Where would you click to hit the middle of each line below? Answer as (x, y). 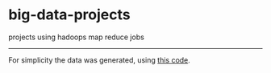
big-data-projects (69, 15)
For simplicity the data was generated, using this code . (100, 60)
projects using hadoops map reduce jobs (77, 37)
